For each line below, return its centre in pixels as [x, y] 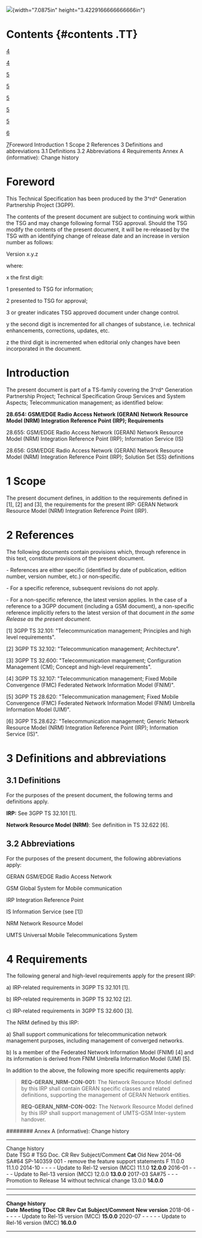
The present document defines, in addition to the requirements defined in [97, 498]
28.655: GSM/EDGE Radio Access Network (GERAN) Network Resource [95, 432]
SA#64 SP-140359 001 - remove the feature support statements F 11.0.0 [95, 1161]
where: [15, 265]
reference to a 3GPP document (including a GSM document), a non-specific [100, 606]
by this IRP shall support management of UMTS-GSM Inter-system [103, 1113]
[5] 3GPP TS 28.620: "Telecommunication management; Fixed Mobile [93, 696]
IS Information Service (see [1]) [44, 912]
